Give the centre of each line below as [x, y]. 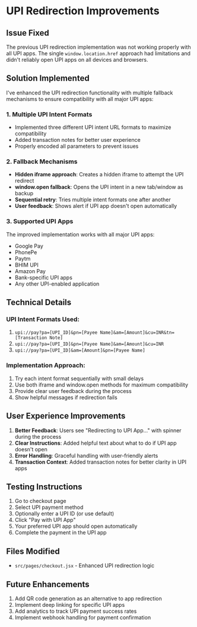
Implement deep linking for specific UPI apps [70, 604]
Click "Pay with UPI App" [45, 520]
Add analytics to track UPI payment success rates [76, 611]
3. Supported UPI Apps [40, 221]
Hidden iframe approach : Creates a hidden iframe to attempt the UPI [99, 175]
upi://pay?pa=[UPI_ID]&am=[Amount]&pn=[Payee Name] [80, 351]
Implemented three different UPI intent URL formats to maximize [93, 127]
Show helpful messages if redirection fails [66, 397]
